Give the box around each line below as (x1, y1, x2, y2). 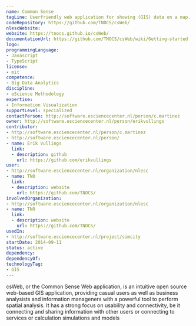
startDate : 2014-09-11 (6, 239, 62, 245)
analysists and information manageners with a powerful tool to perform (6, 295, 178, 302)
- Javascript (6, 53, 38, 58)
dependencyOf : (6, 256, 41, 262)
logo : (6, 42, 19, 48)
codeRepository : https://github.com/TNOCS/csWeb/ (6, 19, 131, 25)
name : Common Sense (6, 8, 54, 15)
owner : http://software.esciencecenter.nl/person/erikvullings (6, 119, 165, 125)
